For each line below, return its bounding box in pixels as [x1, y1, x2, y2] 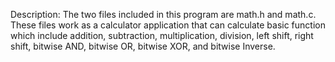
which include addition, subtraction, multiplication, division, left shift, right [10, 30, 314, 41]
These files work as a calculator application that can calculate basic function [10, 19, 326, 31]
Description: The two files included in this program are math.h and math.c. [10, 9, 317, 20]
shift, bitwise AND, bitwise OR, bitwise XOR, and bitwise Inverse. [10, 40, 276, 52]
